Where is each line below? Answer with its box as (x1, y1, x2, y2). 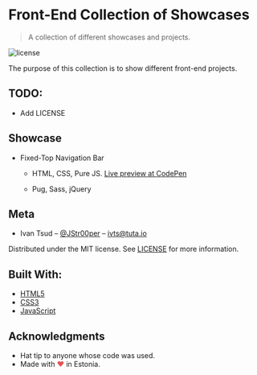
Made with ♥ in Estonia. (19, 360, 100, 369)
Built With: (8, 267, 63, 281)
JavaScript (19, 306, 56, 315)
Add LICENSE (19, 108, 66, 117)
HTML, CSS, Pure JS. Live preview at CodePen (31, 168, 187, 178)
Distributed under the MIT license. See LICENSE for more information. (8, 244, 239, 254)
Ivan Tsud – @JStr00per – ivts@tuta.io (19, 229, 147, 238)
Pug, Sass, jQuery (31, 183, 92, 194)
